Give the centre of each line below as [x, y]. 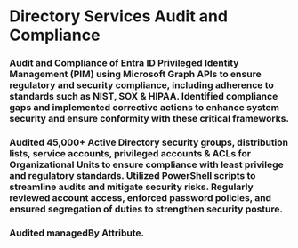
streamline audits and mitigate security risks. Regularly [131, 187]
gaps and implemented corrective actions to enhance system [145, 108]
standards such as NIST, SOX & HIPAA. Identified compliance [144, 97]
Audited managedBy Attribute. [77, 233]
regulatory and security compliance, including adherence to [141, 85]
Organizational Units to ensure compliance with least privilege [147, 164]
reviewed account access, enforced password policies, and [141, 198]
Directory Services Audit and [119, 16]
